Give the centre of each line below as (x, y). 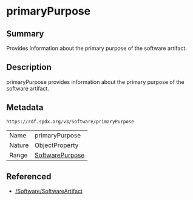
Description (29, 67)
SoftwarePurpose (59, 155)
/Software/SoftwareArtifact (49, 191)
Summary (25, 34)
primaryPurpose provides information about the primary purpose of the (95, 82)
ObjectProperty (56, 145)
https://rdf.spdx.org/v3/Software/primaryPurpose (70, 122)
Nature (19, 145)
